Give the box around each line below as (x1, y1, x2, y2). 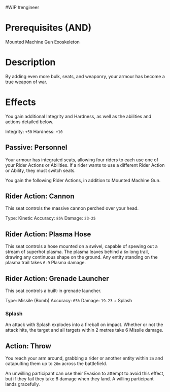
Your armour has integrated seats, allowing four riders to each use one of (5, 157, 159, 163)
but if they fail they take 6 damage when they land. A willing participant (5, 376, 154, 382)
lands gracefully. (5, 381, 40, 387)
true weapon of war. (5, 79, 48, 85)
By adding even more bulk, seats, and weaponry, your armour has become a (5, 73, 165, 79)
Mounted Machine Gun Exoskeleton (5, 39, 80, 45)
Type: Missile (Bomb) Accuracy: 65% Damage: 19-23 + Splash (5, 298, 132, 304)
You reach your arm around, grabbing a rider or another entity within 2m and (5, 355, 163, 362)
